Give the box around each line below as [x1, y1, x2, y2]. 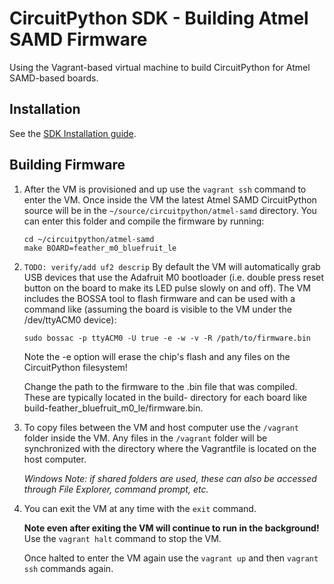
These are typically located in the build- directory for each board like [23, 391, 308, 403]
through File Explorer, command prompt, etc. [23, 483, 209, 495]
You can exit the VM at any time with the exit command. [23, 502, 257, 514]
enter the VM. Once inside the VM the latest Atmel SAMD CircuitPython [23, 193, 317, 206]
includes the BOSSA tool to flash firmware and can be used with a [23, 292, 296, 304]
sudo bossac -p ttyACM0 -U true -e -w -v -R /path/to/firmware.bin [23, 333, 311, 343]
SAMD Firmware [9, 28, 148, 51]
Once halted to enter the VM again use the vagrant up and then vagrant [23, 552, 319, 564]
